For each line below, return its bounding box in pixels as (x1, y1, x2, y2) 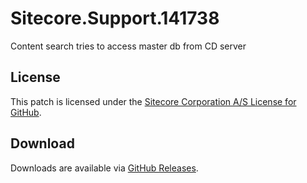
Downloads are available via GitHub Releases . (10, 162, 199, 174)
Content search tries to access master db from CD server (10, 40, 247, 52)
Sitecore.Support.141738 (10, 7, 220, 30)
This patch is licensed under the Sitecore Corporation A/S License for (10, 95, 297, 107)
